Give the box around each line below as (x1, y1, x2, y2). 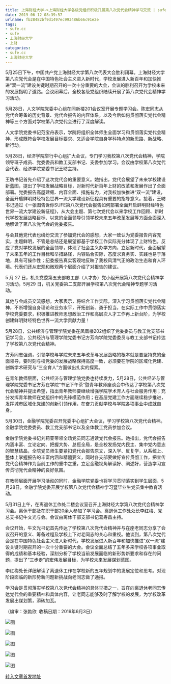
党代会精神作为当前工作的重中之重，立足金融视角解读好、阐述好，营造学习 (5, 461, 161, 467)
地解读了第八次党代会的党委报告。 (5, 221, 77, 227)
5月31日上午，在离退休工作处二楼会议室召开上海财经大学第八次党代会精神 (5, 502, 160, 508)
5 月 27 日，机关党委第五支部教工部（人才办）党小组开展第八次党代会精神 (5, 275, 160, 281)
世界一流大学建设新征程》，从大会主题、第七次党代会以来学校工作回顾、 (5, 208, 155, 215)
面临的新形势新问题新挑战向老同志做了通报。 (14, 574, 108, 580)
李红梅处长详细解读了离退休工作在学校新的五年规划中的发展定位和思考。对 (5, 568, 161, 574)
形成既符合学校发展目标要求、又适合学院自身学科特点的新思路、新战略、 (14, 136, 166, 142)
